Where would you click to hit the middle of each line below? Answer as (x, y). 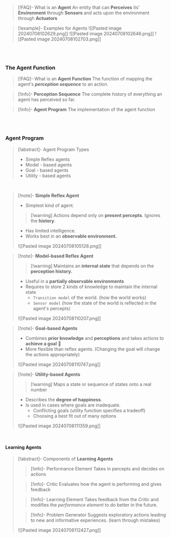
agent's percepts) (52, 308)
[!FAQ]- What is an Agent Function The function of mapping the (85, 79)
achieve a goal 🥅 (43, 343)
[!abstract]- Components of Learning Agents (65, 459)
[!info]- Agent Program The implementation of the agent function (87, 110)
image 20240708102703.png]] (69, 39)
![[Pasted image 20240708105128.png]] (60, 246)
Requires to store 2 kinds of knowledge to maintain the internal (91, 287)
